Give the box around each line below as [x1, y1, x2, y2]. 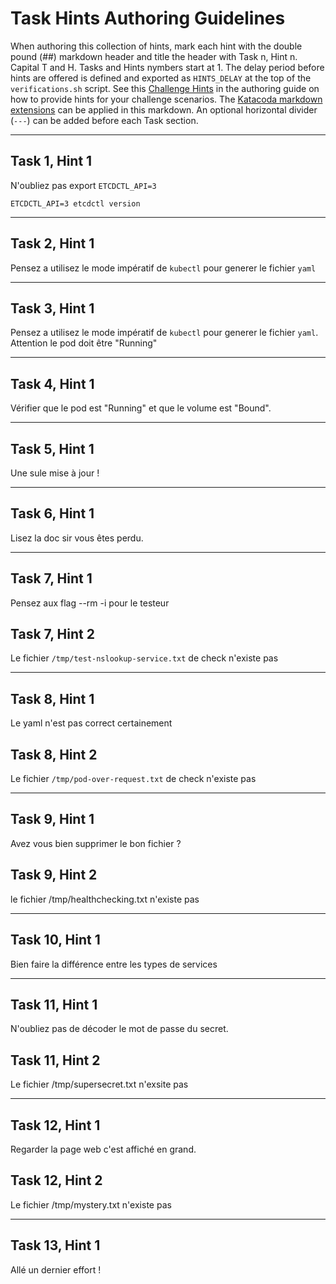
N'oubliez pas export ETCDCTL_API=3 [10, 179, 157, 191]
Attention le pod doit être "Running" [10, 337, 158, 349]
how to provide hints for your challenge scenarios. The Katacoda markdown [10, 93, 323, 105]
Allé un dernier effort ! [10, 1263, 102, 1276]
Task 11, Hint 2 [10, 1052, 101, 1069]
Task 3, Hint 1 [10, 300, 95, 317]
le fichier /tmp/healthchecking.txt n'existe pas [10, 893, 200, 905]
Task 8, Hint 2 [10, 746, 98, 763]
